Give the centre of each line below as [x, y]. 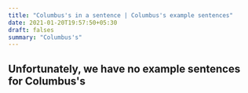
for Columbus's [47, 81]
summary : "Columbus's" [45, 37]
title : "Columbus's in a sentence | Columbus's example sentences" [121, 15]
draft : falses [31, 30]
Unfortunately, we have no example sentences [124, 68]
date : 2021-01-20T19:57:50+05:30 [63, 23]
